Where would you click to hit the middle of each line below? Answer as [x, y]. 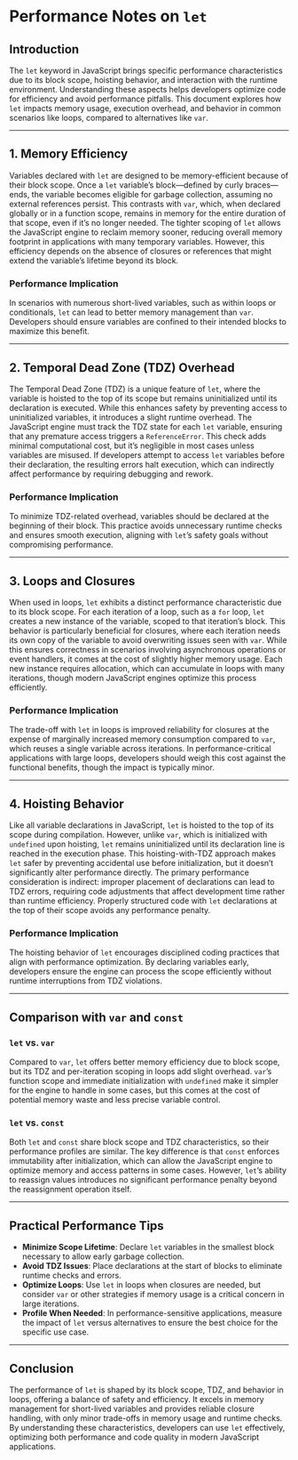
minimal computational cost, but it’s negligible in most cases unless [132, 445]
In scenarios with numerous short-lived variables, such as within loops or [143, 303]
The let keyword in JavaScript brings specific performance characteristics [146, 70]
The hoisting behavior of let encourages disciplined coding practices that [145, 952]
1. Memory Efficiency [69, 154]
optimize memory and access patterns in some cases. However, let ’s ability [148, 1170]
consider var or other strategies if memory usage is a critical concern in [153, 1295]
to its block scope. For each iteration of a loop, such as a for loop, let [137, 612]
